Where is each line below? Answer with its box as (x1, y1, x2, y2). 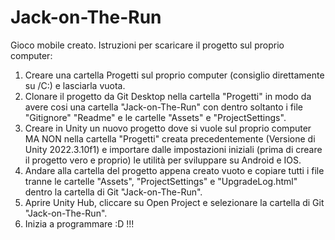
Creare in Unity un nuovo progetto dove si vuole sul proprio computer (24, 122, 312, 134)
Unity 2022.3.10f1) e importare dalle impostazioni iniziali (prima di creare (24, 143, 323, 155)
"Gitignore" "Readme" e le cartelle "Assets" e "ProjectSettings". (24, 111, 287, 123)
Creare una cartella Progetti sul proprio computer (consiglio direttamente (24, 69, 325, 81)
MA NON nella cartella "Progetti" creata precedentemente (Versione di (24, 132, 316, 145)
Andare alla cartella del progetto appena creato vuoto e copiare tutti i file (24, 164, 325, 176)
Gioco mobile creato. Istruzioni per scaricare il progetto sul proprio (10, 39, 285, 51)
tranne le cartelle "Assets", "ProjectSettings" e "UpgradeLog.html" (24, 175, 298, 187)
